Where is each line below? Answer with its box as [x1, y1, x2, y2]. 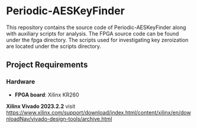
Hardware [6, 78, 35, 86]
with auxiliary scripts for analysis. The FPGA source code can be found [6, 30, 179, 37]
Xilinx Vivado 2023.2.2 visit [6, 103, 76, 110]
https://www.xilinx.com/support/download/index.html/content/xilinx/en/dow [6, 108, 191, 116]
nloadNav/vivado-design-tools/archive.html [6, 115, 112, 122]
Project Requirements [6, 60, 88, 70]
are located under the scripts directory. [6, 43, 102, 50]
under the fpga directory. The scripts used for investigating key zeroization [6, 36, 189, 43]
